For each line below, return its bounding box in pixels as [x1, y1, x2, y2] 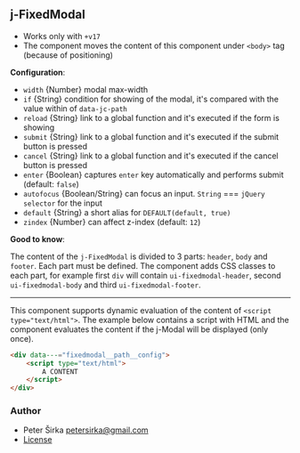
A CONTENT [42, 367, 78, 376]
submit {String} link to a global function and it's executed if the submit [22, 131, 280, 142]
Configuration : [10, 67, 66, 77]
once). [10, 333, 34, 344]
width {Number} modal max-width [22, 84, 149, 94]
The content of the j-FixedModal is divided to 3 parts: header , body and [10, 251, 268, 262]
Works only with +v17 [22, 30, 101, 41]
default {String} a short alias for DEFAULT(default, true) [22, 206, 231, 217]
